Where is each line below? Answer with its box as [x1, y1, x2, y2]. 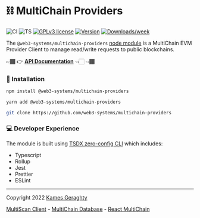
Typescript [14, 152, 42, 159]
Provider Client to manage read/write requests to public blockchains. [6, 45, 174, 53]
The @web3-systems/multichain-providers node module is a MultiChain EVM [6, 39, 192, 46]
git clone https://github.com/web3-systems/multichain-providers [6, 110, 171, 116]
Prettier [14, 170, 33, 178]
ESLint [14, 177, 31, 184]
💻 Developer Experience [6, 124, 80, 132]
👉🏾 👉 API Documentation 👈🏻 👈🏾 [6, 57, 95, 65]
